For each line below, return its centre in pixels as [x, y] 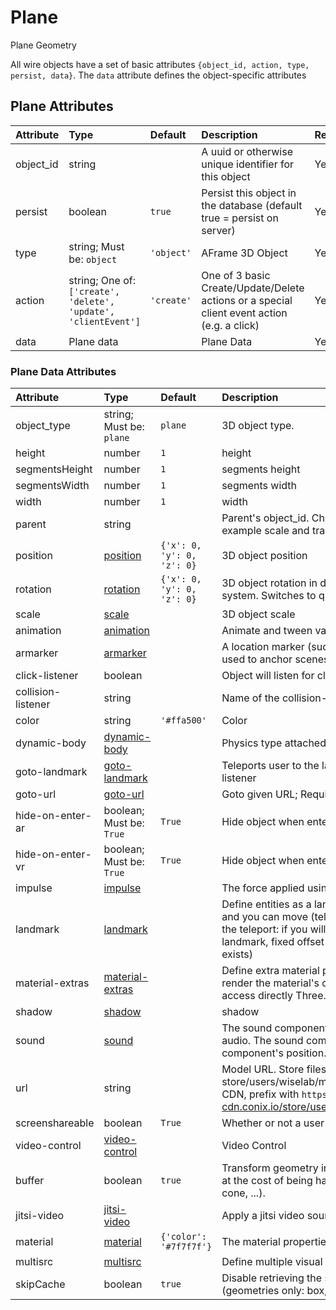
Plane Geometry [43, 45]
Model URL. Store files [274, 1069]
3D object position [264, 556]
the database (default [252, 205]
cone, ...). [243, 1193]
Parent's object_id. [265, 518]
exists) [237, 954]
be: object [93, 259]
